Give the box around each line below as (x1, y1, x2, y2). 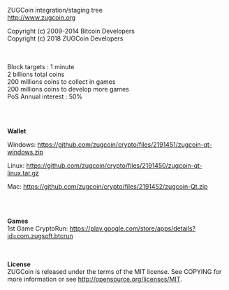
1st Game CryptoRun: (7, 224, 68, 233)
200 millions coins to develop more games (7, 85, 129, 93)
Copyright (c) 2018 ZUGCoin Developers (7, 34, 124, 43)
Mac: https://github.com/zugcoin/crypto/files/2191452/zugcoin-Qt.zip (7, 182, 208, 191)
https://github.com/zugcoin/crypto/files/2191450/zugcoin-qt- (26, 161, 202, 170)
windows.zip (7, 148, 44, 156)
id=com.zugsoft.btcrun (7, 232, 73, 240)
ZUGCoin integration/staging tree (7, 6, 103, 14)
